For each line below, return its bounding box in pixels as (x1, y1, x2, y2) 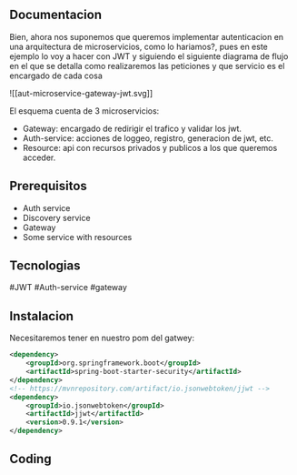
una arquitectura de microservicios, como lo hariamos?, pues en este (9, 41, 268, 52)
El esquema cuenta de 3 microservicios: (9, 105, 160, 116)
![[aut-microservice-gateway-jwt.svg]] (9, 87, 153, 98)
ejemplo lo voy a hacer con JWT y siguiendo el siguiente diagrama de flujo (9, 50, 289, 62)
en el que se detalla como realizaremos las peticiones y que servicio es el (9, 60, 285, 71)
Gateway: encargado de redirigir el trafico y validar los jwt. (22, 123, 243, 134)
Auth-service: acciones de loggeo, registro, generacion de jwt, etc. (22, 132, 274, 144)
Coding (9, 451, 52, 467)
